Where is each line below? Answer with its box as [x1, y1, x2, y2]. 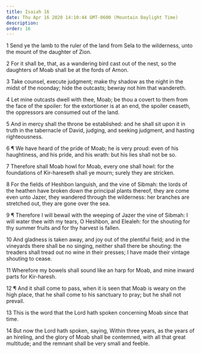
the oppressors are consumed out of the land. [6, 109, 120, 116]
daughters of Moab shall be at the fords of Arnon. [6, 67, 129, 74]
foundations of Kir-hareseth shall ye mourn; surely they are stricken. [6, 169, 175, 176]
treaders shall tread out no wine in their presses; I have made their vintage [6, 249, 190, 256]
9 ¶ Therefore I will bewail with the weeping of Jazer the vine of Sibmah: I [6, 211, 188, 219]
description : [6, 20, 39, 26]
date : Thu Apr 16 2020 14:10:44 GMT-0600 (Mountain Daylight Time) [6, 14, 179, 20]
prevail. [6, 298, 25, 305]
